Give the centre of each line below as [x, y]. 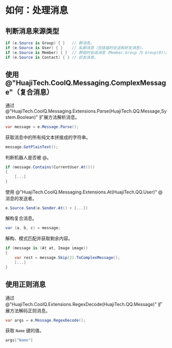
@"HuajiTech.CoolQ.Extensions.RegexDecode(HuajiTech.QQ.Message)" [81, 304]
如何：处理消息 [37, 10]
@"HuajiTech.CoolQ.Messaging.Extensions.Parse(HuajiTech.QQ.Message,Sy [86, 111]
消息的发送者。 [21, 198]
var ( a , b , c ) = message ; [33, 228]
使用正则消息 [26, 285]
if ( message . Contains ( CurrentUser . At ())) [50, 167]
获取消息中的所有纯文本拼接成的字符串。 [48, 137]
